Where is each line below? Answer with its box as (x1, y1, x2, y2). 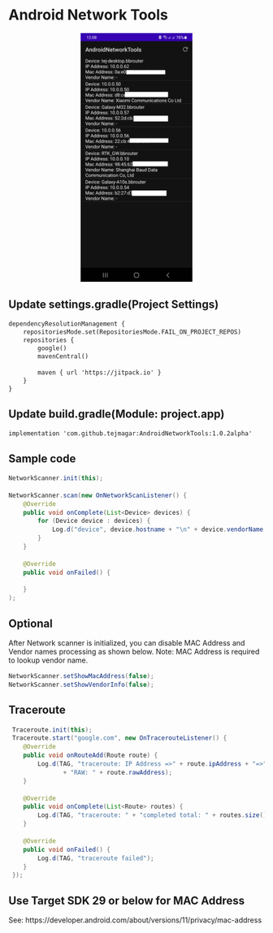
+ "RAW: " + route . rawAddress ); (63, 768, 173, 776)
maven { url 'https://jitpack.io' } (37, 369, 162, 377)
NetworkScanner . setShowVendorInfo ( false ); (8, 680, 154, 689)
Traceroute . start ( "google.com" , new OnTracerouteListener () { (11, 734, 227, 742)
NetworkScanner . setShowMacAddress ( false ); (8, 672, 154, 680)
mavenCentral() (37, 352, 89, 361)
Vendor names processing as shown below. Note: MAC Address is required (8, 647, 260, 657)
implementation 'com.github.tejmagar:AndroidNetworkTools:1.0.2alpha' (8, 430, 253, 438)
